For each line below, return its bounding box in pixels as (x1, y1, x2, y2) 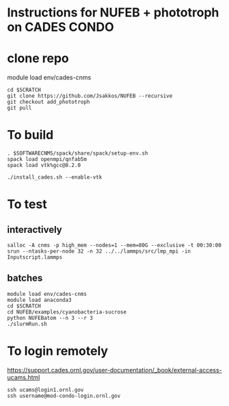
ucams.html (7, 373, 40, 381)
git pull (7, 105, 32, 112)
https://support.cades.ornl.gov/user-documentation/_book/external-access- (7, 366, 222, 374)
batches (7, 272, 43, 284)
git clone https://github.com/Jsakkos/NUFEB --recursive (7, 92, 173, 100)
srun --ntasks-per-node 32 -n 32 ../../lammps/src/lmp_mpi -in (7, 248, 191, 255)
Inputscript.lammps (7, 254, 63, 261)
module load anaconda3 (7, 296, 72, 303)
